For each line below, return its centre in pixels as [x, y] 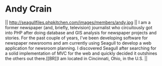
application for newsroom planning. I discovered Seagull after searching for [81, 48]
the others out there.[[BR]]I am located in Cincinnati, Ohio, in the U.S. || [76, 58]
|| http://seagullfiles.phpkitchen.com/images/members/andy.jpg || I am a [78, 22]
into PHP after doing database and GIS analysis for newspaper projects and [81, 33]
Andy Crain [29, 9]
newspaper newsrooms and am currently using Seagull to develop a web [78, 43]
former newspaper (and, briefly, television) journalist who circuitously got [79, 27]
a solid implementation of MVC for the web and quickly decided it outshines [81, 53]
